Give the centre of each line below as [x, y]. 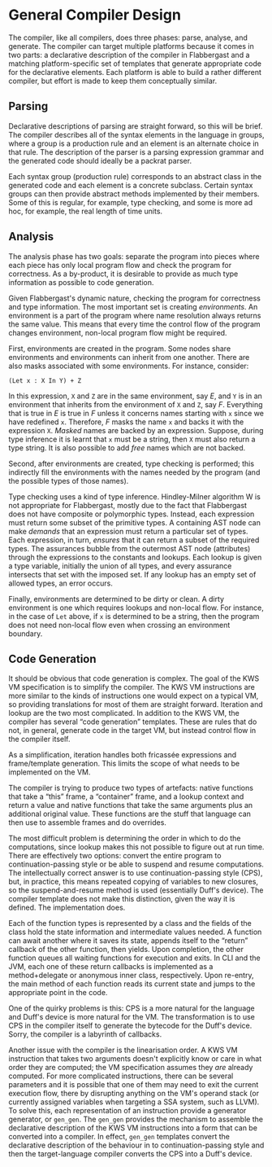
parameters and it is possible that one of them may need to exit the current [134, 1085]
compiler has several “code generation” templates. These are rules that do [133, 722]
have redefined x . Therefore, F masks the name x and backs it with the [126, 422]
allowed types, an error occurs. [61, 583]
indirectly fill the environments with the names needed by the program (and [134, 472]
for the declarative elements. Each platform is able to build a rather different [135, 72]
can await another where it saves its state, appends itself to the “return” [128, 941]
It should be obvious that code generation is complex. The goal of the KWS [134, 678]
